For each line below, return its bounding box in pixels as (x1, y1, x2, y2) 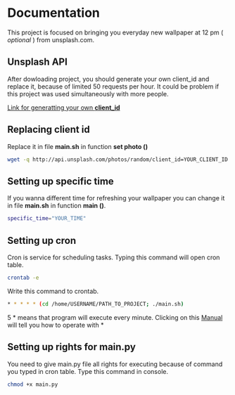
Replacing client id (7, 124, 90, 136)
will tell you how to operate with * (7, 320, 104, 329)
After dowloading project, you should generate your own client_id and (7, 75, 210, 83)
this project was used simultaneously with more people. (7, 89, 169, 98)
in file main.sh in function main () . (7, 202, 106, 210)
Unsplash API (7, 56, 68, 68)
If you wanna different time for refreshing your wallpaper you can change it (7, 194, 225, 202)
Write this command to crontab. (7, 287, 99, 295)
